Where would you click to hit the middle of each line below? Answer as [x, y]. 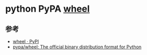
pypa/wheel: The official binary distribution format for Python [77, 47]
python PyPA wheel [48, 9]
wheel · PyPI [26, 42]
